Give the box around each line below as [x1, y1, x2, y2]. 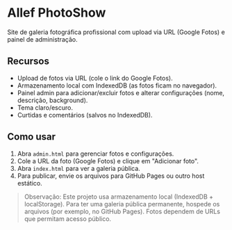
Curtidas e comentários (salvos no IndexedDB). [17, 110, 153, 119]
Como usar [7, 131, 56, 143]
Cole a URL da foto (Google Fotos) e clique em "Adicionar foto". [17, 156, 199, 165]
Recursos [7, 56, 50, 67]
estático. [17, 179, 43, 187]
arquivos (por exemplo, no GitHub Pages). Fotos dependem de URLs [24, 207, 221, 215]
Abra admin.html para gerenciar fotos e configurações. [17, 149, 174, 158]
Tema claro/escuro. [17, 103, 73, 112]
